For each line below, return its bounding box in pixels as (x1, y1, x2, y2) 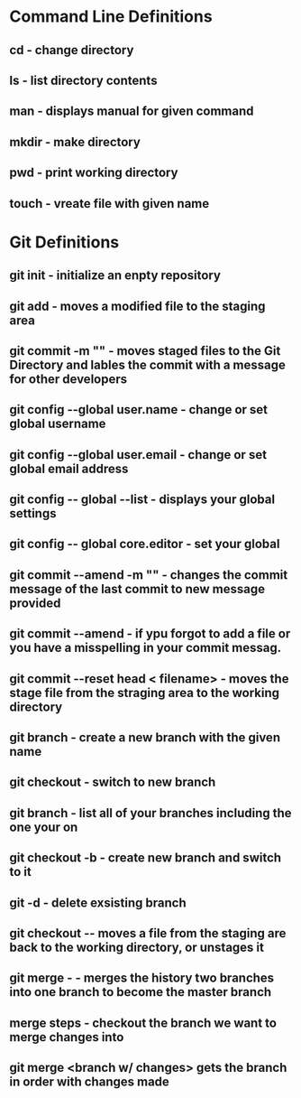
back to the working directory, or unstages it (9, 939, 264, 954)
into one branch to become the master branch (9, 984, 272, 1000)
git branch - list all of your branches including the (9, 805, 292, 821)
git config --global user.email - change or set (9, 447, 268, 462)
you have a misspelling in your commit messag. (9, 640, 282, 656)
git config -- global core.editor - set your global (9, 536, 280, 552)
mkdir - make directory (9, 134, 141, 150)
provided (9, 595, 61, 610)
